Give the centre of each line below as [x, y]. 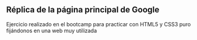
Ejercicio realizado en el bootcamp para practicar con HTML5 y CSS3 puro [98, 24]
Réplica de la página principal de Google [83, 10]
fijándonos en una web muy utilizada [52, 30]
